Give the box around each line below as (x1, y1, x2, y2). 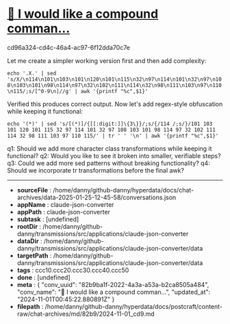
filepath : (16, 302, 44, 310)
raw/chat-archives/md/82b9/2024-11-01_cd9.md (16, 310, 155, 318)
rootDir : (16, 222, 42, 230)
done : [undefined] (16, 273, 71, 282)
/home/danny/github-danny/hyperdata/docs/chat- (52, 186, 194, 194)
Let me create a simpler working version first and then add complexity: (7, 56, 207, 64)
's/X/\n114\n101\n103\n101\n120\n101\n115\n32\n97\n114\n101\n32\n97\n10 (7, 75, 222, 83)
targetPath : (16, 251, 52, 260)
